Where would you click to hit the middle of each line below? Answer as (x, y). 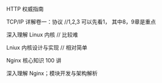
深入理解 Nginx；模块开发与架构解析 (52, 73)
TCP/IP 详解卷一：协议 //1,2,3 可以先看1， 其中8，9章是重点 (81, 22)
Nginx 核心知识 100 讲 (34, 60)
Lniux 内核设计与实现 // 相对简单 (47, 48)
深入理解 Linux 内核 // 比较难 (42, 35)
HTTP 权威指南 (25, 9)
